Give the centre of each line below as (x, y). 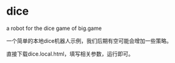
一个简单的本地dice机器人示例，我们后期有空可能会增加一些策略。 (89, 40)
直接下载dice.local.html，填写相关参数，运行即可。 (70, 54)
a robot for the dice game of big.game (54, 28)
